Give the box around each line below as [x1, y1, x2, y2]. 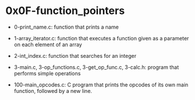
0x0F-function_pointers [5, 4, 125, 18]
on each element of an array [13, 41, 82, 48]
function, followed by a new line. [13, 87, 92, 94]
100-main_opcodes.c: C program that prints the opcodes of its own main [13, 81, 189, 88]
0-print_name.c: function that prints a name [13, 23, 119, 30]
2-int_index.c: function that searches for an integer [13, 52, 137, 59]
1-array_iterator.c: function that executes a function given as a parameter [13, 35, 189, 42]
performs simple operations [13, 70, 81, 77]
